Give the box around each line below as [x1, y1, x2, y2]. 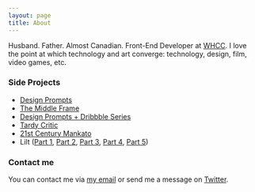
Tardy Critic [19, 120, 59, 130]
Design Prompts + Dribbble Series [19, 111, 131, 121]
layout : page [8, 11, 51, 20]
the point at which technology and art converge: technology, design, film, [8, 49, 247, 58]
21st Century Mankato [19, 128, 92, 138]
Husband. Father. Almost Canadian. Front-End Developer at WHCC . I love [8, 40, 247, 50]
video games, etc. [8, 57, 67, 67]
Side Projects [8, 77, 61, 88]
